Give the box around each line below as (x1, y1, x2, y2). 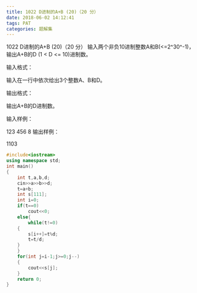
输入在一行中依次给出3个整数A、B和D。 (6, 76, 106, 84)
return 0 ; (17, 276, 42, 282)
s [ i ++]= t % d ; (28, 231, 59, 237)
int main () (6, 163, 34, 169)
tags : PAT (6, 20, 32, 26)
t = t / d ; (28, 237, 45, 243)
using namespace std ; (6, 158, 61, 164)
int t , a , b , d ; (17, 174, 50, 181)
